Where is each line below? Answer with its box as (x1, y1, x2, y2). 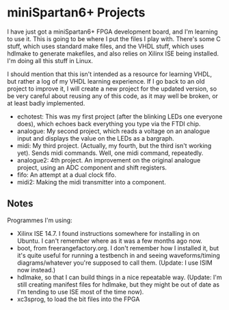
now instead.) (16, 265, 56, 274)
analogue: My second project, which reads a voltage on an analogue (16, 127, 211, 135)
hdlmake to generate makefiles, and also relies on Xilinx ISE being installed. (7, 49, 219, 58)
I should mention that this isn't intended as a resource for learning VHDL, (7, 70, 212, 78)
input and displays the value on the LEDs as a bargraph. (16, 134, 174, 142)
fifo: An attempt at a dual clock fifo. (16, 170, 117, 179)
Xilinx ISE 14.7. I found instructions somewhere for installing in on (16, 229, 200, 237)
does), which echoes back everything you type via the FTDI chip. (16, 119, 201, 128)
